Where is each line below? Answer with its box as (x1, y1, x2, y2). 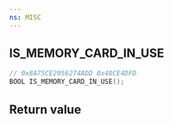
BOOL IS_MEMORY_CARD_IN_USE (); (9, 77, 125, 87)
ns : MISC (9, 12, 42, 22)
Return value (9, 102, 82, 117)
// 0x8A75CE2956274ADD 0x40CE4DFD (9, 69, 138, 78)
